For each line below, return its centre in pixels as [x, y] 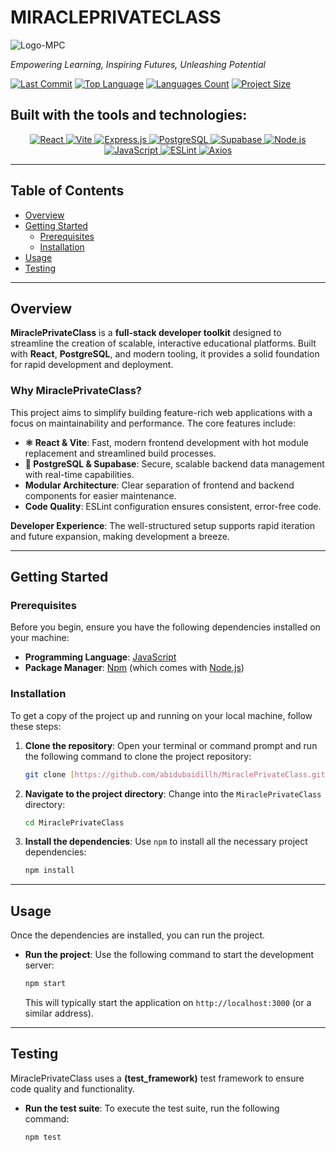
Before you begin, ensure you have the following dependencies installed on [165, 627]
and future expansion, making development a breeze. [120, 536]
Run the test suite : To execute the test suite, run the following [152, 1108]
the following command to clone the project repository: [138, 756]
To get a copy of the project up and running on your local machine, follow [161, 715]
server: [39, 965]
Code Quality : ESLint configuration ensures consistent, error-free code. [173, 506]
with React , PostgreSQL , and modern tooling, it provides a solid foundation [165, 354]
